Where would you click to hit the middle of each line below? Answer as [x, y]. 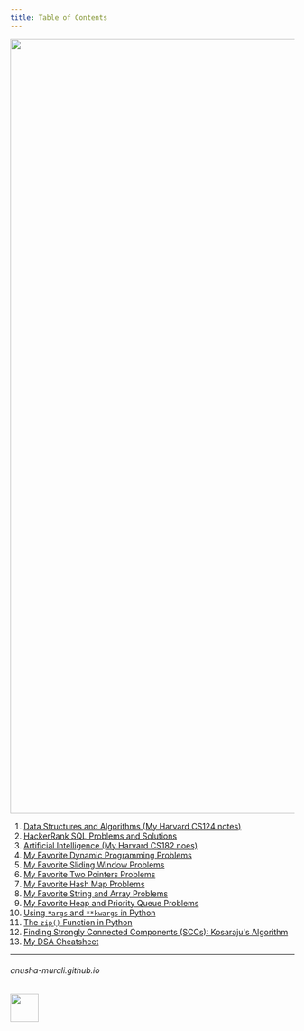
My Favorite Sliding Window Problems [94, 865]
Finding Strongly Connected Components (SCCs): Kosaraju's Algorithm [156, 932]
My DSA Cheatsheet [61, 942]
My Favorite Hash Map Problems [84, 884]
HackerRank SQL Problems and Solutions [100, 836]
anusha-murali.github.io [55, 970]
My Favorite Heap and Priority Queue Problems [111, 903]
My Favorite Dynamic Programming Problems [107, 855]
